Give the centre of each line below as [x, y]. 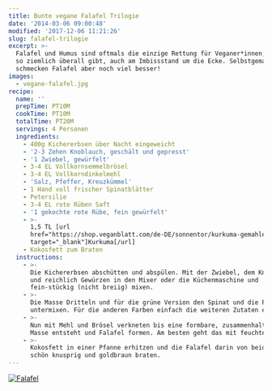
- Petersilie [45, 197]
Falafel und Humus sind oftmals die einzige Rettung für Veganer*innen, [141, 54]
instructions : [39, 257]
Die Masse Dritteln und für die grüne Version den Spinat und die [144, 303]
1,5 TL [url [50, 227]
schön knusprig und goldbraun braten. [95, 355]
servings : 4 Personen [52, 129]
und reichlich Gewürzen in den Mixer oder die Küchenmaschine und [144, 280]
